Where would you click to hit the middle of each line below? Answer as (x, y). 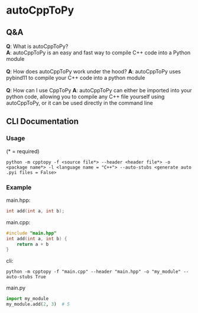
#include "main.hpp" (32, 233)
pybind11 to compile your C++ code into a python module (76, 78)
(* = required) (23, 151)
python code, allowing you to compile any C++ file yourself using (85, 96)
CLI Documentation (42, 122)
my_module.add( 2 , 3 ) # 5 (38, 304)
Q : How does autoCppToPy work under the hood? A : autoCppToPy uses (94, 71)
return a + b (33, 244)
